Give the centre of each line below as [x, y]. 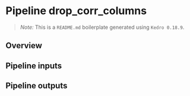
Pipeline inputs [34, 66]
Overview [24, 46]
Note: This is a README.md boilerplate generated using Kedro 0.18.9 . [102, 27]
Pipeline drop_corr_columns [76, 11]
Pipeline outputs [37, 86]
